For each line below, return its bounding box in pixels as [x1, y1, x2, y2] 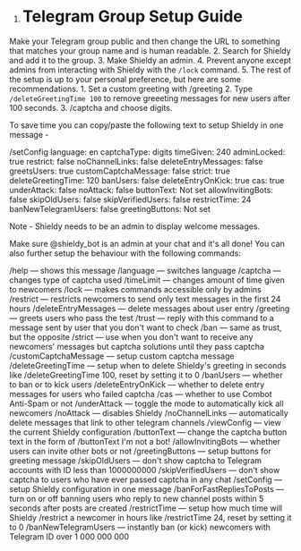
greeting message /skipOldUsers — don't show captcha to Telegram [9, 454, 262, 466]
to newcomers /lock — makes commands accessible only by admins [9, 284, 262, 294]
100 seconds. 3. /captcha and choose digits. [9, 102, 173, 113]
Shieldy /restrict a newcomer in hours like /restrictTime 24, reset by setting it [9, 512, 292, 522]
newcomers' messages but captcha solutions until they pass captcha [9, 341, 264, 352]
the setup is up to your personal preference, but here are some [9, 73, 242, 84]
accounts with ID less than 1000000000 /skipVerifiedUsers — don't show [9, 464, 280, 475]
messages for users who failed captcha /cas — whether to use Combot [9, 388, 272, 399]
